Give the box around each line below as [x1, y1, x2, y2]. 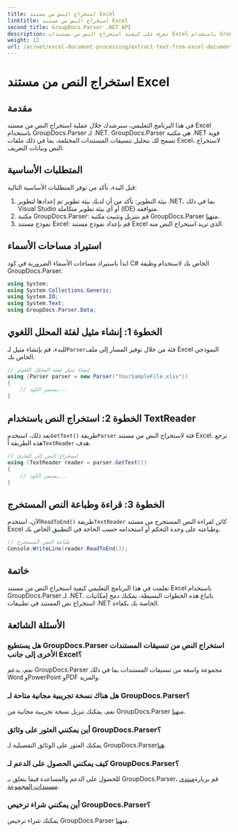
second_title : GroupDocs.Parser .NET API [7, 23, 132, 31]
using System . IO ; [7, 293, 59, 300]
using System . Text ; [7, 300, 65, 307]
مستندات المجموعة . [7, 782, 60, 791]
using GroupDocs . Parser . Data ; [7, 307, 97, 314]
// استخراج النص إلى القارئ [7, 452, 78, 459]
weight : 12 [7, 37, 40, 44]
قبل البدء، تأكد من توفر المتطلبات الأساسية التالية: [7, 182, 137, 192]
